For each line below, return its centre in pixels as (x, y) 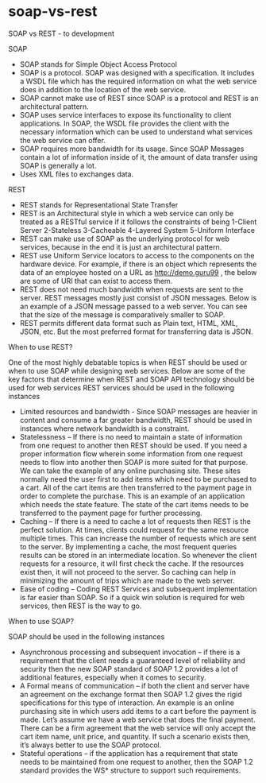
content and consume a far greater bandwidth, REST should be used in (136, 420)
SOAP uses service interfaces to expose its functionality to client (125, 114)
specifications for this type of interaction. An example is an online (127, 703)
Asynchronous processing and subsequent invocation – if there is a (130, 652)
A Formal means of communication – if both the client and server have (135, 685)
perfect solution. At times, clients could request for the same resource (134, 529)
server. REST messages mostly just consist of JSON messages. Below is (138, 297)
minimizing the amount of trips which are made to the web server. (127, 580)
